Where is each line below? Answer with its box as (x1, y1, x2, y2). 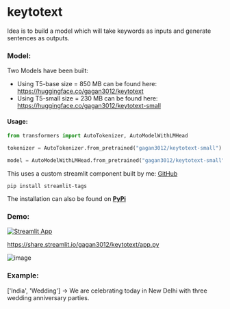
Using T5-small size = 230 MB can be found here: (16, 94, 158, 103)
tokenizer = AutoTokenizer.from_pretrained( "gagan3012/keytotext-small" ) (7, 145, 222, 152)
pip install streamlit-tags (7, 183, 88, 190)
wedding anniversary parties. (7, 293, 90, 301)
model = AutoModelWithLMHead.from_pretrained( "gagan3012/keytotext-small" (7, 157, 225, 164)
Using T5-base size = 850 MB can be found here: (16, 80, 157, 88)
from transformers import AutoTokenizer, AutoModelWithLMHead (7, 133, 188, 139)
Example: (7, 271, 39, 280)
